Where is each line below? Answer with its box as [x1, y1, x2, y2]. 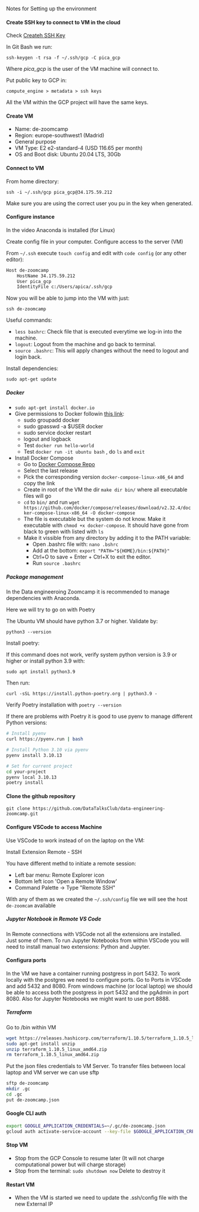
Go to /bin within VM [6, 1023, 56, 1031]
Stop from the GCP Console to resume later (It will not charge [14, 1154, 165, 1161]
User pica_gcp [17, 278, 52, 284]
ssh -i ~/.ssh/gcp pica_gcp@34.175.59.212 [6, 189, 113, 195]
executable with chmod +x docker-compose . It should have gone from [23, 522, 189, 529]
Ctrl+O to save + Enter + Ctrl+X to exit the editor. [32, 553, 152, 561]
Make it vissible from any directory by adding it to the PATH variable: [23, 535, 191, 542]
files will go [23, 492, 52, 500]
